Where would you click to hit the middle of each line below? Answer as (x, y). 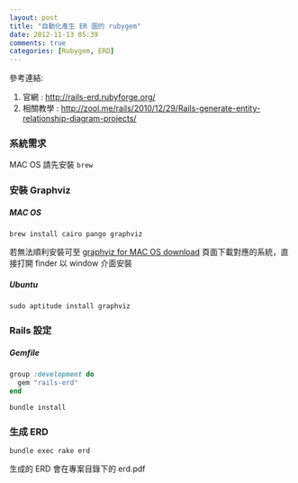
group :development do (52, 375)
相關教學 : (41, 108)
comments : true (38, 43)
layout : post (34, 18)
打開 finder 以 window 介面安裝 (74, 263)
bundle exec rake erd (50, 451)
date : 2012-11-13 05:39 (54, 34)
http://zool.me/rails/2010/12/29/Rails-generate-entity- (161, 108)
